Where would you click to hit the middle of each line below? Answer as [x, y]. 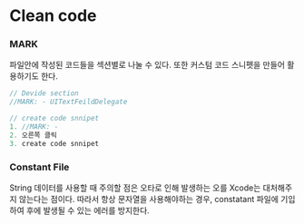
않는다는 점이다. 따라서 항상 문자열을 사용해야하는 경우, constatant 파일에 [149, 200]
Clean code [53, 16]
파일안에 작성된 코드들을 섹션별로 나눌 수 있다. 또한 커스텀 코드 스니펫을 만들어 [147, 65]
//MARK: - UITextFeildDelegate [69, 102]
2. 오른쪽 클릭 [33, 135]
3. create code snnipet [54, 143]
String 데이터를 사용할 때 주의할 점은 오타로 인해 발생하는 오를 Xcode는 [135, 188]
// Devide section [44, 93]
